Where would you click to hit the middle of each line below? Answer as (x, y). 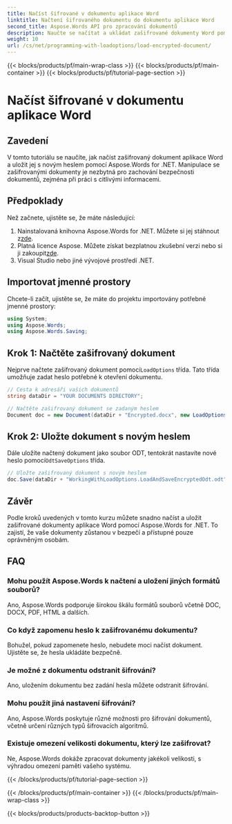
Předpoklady (35, 201)
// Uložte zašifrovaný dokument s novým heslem (77, 473)
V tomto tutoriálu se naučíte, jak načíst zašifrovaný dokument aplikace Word (115, 157)
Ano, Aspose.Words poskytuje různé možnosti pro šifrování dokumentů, (109, 718)
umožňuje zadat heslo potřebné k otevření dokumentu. (85, 377)
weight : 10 (23, 39)
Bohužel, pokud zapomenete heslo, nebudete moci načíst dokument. (105, 645)
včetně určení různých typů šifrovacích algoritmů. (78, 725)
